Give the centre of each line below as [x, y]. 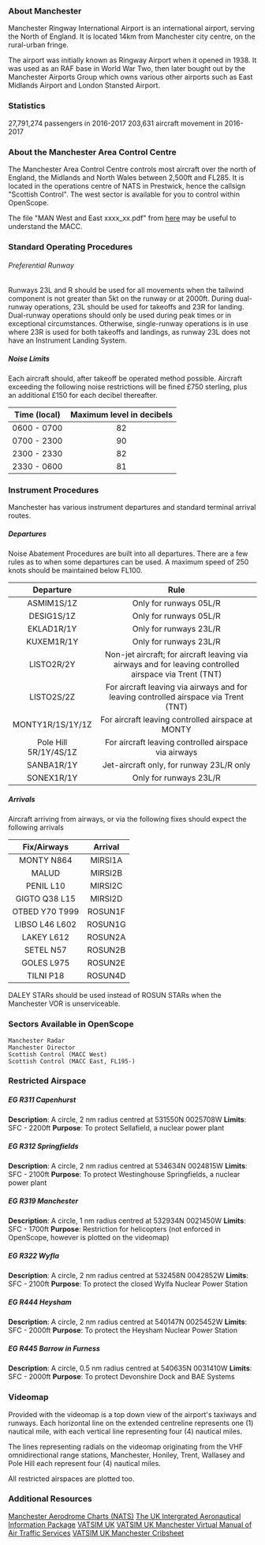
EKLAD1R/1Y [52, 629]
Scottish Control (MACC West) [58, 1054]
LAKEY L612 [45, 937]
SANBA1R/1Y [52, 765]
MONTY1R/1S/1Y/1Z [52, 725]
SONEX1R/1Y [52, 778]
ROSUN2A [106, 937]
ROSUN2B [106, 951]
